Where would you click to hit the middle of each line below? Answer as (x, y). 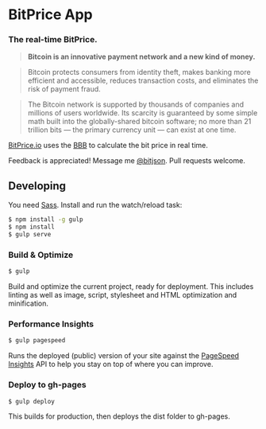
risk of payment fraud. (64, 89)
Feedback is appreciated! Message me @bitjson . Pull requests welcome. (127, 161)
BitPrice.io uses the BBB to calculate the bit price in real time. (108, 146)
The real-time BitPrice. (53, 40)
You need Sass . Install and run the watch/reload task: (95, 205)
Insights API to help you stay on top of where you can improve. (111, 365)
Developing (37, 186)
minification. (29, 303)
